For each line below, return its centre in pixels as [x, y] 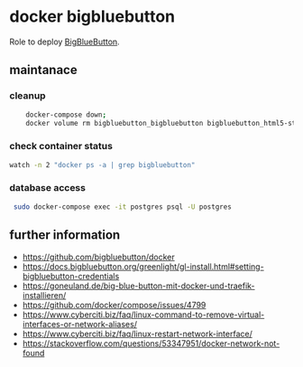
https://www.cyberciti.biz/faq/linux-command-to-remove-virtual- [143, 315]
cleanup [28, 96]
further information [65, 235]
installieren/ [44, 295]
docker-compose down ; [66, 115]
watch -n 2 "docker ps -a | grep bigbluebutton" [102, 165]
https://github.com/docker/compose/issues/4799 [114, 305]
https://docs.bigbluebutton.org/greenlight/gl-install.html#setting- [143, 266]
